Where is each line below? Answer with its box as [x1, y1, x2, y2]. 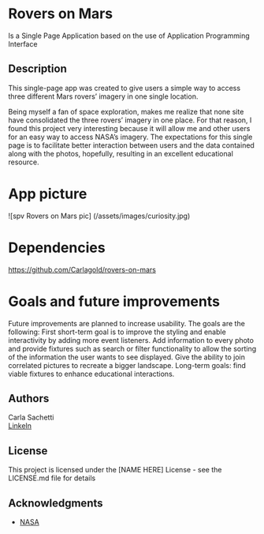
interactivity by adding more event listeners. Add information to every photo [8, 335, 255, 344]
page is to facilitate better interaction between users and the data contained [8, 140, 255, 150]
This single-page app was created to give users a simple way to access [8, 83, 241, 92]
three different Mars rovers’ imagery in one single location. [8, 92, 199, 101]
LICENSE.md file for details [8, 473, 96, 483]
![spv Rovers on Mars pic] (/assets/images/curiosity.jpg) [8, 211, 191, 220]
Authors [8, 392, 50, 405]
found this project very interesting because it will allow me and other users [8, 123, 251, 133]
